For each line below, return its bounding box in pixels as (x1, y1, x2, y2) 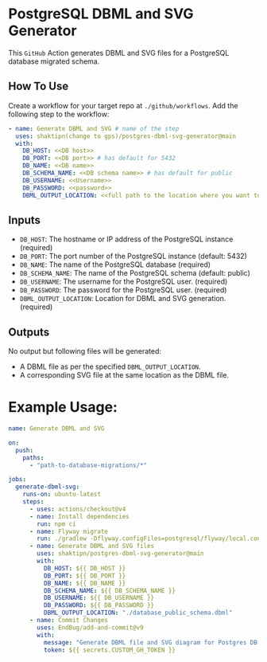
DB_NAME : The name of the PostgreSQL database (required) (19, 260, 211, 269)
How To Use (8, 80, 69, 93)
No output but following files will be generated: (8, 347, 161, 356)
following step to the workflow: (8, 109, 110, 119)
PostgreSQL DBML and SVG (8, 5, 194, 23)
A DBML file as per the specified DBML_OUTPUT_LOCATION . (19, 362, 201, 371)
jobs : (8, 476, 26, 484)
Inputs (8, 213, 41, 227)
